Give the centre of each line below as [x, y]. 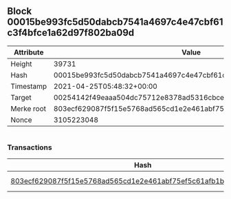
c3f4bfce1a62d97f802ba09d [71, 33]
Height [21, 63]
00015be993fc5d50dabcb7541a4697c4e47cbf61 [115, 22]
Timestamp [29, 86]
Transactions [30, 147]
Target [21, 97]
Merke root [29, 108]
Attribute [29, 52]
